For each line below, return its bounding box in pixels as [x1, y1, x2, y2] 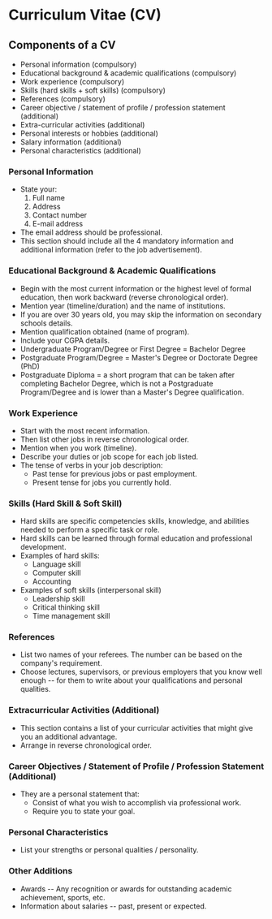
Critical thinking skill [32, 602, 100, 612]
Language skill [32, 559, 81, 569]
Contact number [32, 210, 88, 220]
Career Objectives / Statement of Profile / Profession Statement [8, 761, 265, 772]
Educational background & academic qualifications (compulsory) [19, 68, 237, 78]
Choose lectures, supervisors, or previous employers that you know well [19, 667, 262, 677]
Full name [32, 193, 65, 203]
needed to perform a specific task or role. [19, 525, 160, 535]
